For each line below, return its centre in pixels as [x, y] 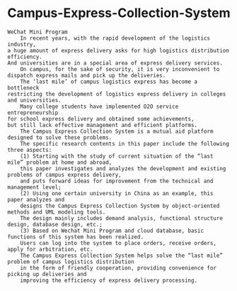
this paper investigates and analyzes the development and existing [123, 168]
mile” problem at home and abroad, [60, 162]
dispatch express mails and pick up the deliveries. [87, 75]
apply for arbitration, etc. [50, 249]
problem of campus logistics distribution [71, 262]
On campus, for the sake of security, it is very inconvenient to [120, 69]
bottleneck [23, 88]
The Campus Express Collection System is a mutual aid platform [117, 131]
